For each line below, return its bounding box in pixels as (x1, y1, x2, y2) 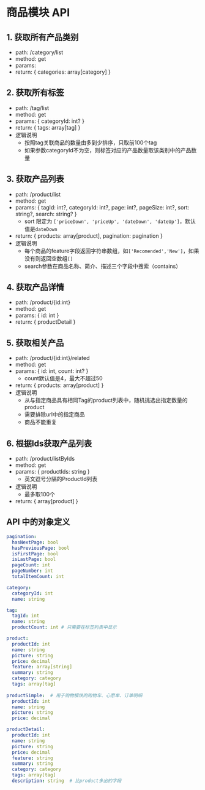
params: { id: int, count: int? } (15, 367, 89, 375)
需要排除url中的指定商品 (24, 411, 85, 418)
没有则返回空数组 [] (24, 254, 73, 262)
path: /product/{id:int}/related (15, 354, 90, 362)
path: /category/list (15, 49, 64, 56)
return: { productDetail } (15, 318, 76, 326)
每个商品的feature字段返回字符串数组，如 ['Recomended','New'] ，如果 (24, 247, 199, 254)
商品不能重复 (24, 418, 57, 426)
